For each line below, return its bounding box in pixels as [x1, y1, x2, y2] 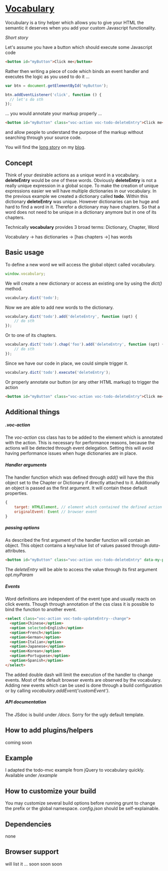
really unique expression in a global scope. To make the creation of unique [5, 183, 158, 188]
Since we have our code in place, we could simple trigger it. [5, 360, 128, 366]
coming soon [5, 739, 32, 745]
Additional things [5, 408, 60, 416]
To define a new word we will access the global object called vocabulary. [5, 261, 156, 267]
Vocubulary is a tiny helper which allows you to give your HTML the [5, 19, 144, 25]
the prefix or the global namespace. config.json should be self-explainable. [5, 806, 160, 812]
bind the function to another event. [5, 607, 77, 613]
